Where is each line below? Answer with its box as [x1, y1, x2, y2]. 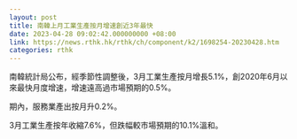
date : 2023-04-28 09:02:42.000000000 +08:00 [9, 29, 176, 38]
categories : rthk [9, 46, 74, 55]
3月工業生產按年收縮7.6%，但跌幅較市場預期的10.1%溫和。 [9, 120, 223, 131]
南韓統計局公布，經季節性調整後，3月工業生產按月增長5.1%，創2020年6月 [9, 72, 281, 82]
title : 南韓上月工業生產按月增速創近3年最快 [9, 21, 153, 30]
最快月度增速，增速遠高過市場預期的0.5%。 [16, 82, 176, 93]
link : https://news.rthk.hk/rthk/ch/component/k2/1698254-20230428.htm [9, 37, 279, 47]
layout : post [9, 12, 58, 22]
